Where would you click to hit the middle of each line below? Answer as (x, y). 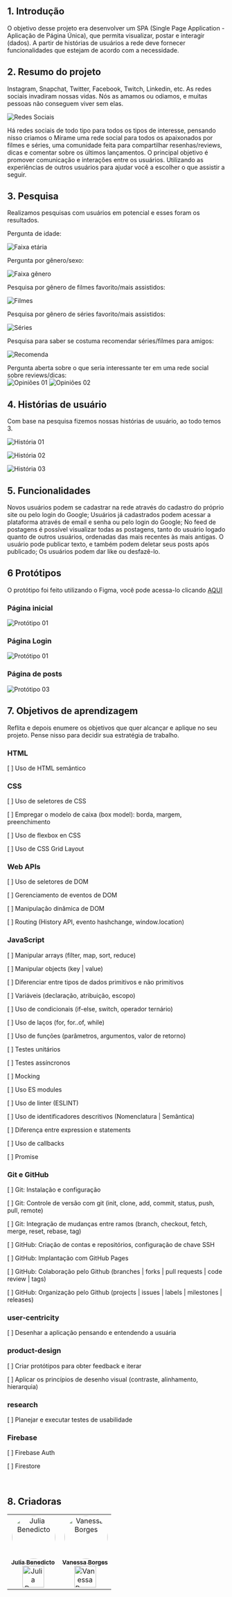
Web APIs (24, 867)
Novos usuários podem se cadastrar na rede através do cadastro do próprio (116, 507)
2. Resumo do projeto (54, 72)
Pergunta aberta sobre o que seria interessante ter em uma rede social (108, 368)
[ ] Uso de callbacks (36, 1143)
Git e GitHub (28, 1174)
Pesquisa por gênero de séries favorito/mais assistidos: (86, 314)
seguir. (17, 174)
